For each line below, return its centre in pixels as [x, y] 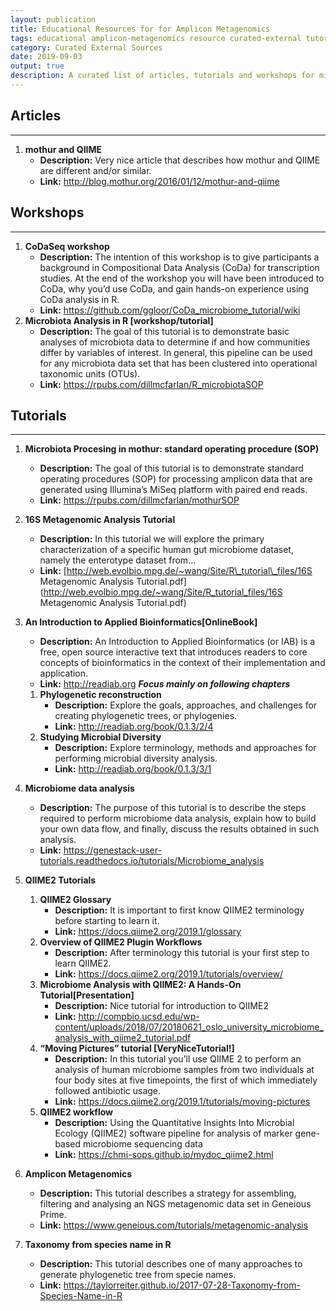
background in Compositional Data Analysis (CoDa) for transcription [179, 267]
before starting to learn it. [107, 921]
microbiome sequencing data [143, 1144]
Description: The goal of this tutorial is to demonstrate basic [164, 331]
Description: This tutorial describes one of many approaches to [171, 1264]
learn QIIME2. [83, 963]
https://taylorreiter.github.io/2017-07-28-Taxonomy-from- [182, 1285]
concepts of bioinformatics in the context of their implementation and [182, 663]
